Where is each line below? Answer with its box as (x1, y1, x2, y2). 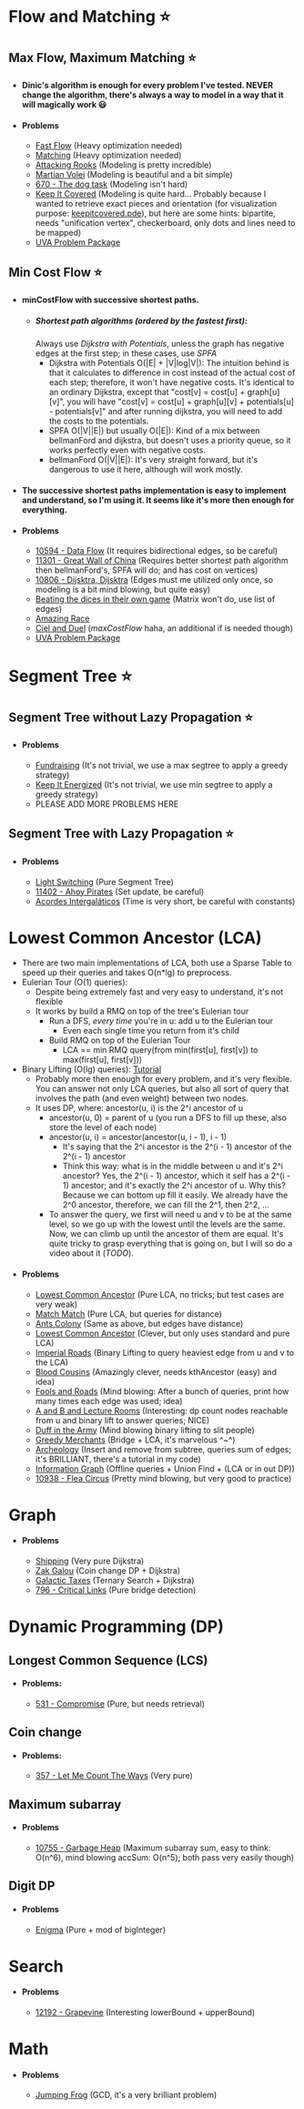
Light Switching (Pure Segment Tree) (35, 876, 174, 887)
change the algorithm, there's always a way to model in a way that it (21, 89, 284, 100)
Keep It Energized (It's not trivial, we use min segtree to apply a (35, 779, 273, 790)
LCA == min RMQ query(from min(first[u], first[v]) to (62, 1044, 258, 1055)
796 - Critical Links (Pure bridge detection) (35, 1584, 197, 1595)
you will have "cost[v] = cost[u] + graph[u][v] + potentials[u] (66, 396, 295, 407)
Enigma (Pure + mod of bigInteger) (35, 1924, 166, 1935)
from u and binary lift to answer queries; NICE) (35, 1414, 210, 1425)
